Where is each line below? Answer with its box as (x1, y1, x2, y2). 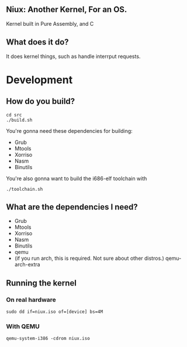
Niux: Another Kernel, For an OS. (6, 5, 127, 15)
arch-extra (14, 261, 40, 268)
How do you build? (6, 97, 75, 106)
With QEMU (6, 322, 40, 331)
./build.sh (6, 117, 33, 123)
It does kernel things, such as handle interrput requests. (6, 53, 141, 60)
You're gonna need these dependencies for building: (6, 127, 133, 134)
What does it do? (6, 37, 69, 47)
